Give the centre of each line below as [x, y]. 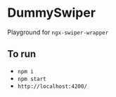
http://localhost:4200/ [52, 86]
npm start [32, 79]
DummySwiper [52, 13]
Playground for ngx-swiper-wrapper [58, 32]
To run [22, 54]
